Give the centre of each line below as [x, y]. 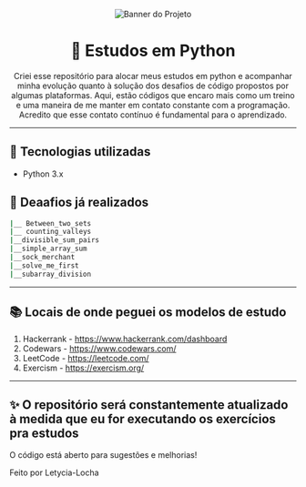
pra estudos [44, 433]
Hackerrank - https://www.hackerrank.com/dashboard [125, 339]
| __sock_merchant [42, 258]
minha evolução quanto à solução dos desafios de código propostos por [153, 86]
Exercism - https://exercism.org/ [83, 368]
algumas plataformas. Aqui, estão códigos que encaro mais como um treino [153, 95]
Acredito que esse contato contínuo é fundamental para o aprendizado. [153, 115]
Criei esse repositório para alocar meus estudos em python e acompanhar [153, 76]
